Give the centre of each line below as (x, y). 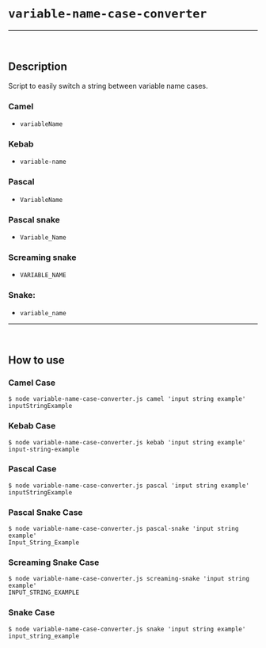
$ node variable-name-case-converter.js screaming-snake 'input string (129, 579)
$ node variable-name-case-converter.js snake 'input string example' (127, 629)
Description (38, 67)
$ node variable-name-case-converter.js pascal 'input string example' (129, 486)
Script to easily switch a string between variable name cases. (108, 86)
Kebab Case (32, 426)
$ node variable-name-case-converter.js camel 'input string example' (127, 399)
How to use (36, 360)
